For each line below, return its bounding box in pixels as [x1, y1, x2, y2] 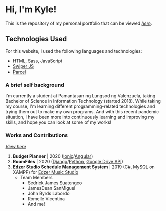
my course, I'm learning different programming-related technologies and [5, 103, 155, 109]
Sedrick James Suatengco [27, 180, 82, 186]
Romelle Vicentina [27, 196, 65, 202]
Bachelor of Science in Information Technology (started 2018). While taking [5, 98, 161, 104]
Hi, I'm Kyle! [5, 4, 57, 15]
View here [5, 144, 26, 150]
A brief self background [5, 81, 64, 88]
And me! [27, 201, 45, 207]
